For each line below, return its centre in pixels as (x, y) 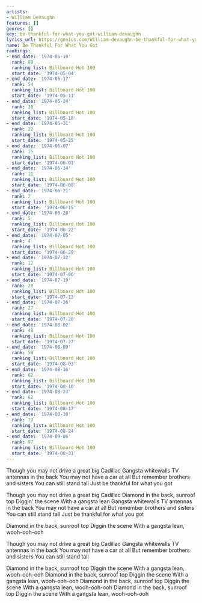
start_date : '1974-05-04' (44, 73)
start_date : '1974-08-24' (44, 431)
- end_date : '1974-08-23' (38, 392)
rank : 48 (23, 330)
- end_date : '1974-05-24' (38, 101)
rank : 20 (23, 286)
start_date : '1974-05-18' (44, 118)
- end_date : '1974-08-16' (38, 369)
